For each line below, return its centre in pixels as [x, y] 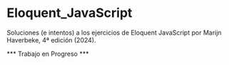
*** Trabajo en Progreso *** [48, 54]
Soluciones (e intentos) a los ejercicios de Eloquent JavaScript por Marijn [114, 32]
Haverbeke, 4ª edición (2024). [51, 40]
